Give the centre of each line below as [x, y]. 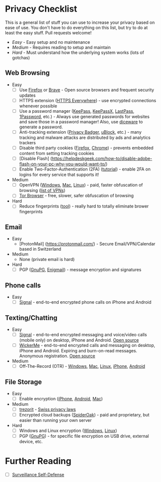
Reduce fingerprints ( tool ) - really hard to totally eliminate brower [84, 206]
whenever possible [38, 106]
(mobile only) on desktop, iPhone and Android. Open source [79, 340]
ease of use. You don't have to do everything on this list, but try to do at [76, 27]
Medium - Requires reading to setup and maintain [61, 47]
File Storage [23, 382]
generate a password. [41, 127]
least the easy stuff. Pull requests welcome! [48, 33]
